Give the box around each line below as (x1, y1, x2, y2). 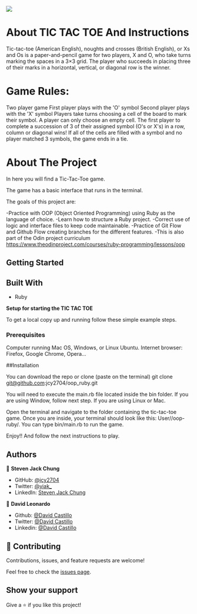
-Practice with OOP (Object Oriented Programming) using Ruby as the (6, 209, 175, 216)
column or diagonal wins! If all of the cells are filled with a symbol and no (6, 129, 182, 136)
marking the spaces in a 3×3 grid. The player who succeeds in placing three (6, 58, 191, 65)
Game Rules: (6, 85, 69, 98)
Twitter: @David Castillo (14, 518, 73, 525)
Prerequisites (6, 331, 45, 339)
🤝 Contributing (6, 541, 61, 551)
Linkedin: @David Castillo (14, 524, 76, 532)
